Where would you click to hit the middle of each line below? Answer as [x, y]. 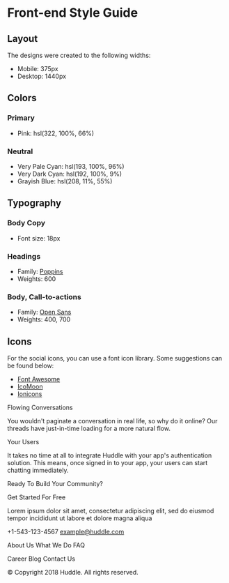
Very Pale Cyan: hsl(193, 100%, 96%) [71, 166]
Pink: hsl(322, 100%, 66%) [56, 133]
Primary [21, 118]
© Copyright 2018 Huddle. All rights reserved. [73, 573]
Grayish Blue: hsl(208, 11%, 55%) [65, 181]
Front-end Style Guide [72, 13]
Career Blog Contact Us [41, 559]
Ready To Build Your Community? [55, 484]
